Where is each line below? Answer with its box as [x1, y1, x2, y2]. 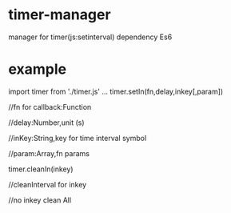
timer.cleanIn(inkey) [8, 164, 74, 174]
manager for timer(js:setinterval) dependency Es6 [8, 32, 173, 42]
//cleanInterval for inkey [8, 179, 87, 189]
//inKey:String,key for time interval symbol [8, 133, 147, 143]
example [8, 60, 67, 78]
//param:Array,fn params [8, 148, 90, 158]
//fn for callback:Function [8, 102, 92, 111]
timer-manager [8, 6, 111, 24]
